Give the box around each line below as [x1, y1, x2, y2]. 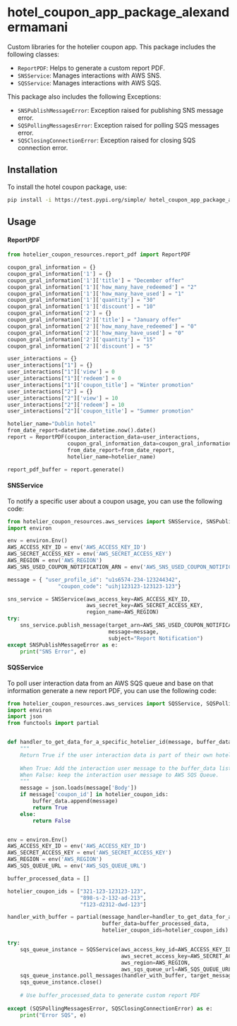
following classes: [7, 50, 60, 59]
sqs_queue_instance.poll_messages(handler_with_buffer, [20, 972, 188, 979]
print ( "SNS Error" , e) [20, 648, 87, 655]
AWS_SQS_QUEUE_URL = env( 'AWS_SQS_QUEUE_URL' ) [7, 862, 147, 869]
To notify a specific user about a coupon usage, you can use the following [7, 496, 223, 505]
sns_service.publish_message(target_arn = [20, 622, 143, 629]
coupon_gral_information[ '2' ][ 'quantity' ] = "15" [7, 336, 157, 343]
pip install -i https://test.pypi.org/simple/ [7, 196, 147, 203]
